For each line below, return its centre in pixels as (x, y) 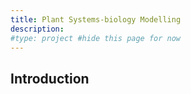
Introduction (50, 78)
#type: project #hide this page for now (96, 38)
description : (37, 29)
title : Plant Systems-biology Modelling (96, 19)
